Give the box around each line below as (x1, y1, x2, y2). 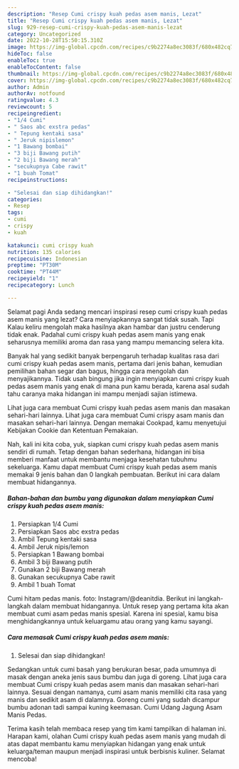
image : (7, 44, 27, 51)
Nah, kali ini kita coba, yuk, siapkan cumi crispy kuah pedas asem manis (7, 439, 219, 448)
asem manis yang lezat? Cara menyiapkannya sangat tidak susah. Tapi (7, 315, 215, 323)
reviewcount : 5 (7, 103, 53, 111)
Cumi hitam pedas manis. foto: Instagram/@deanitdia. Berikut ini (7, 594, 196, 603)
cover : (7, 76, 27, 84)
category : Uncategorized (7, 30, 81, 38)
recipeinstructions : (7, 176, 69, 183)
